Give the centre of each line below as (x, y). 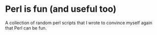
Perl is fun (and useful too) (61, 9)
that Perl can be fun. (26, 28)
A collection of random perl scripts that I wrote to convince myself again (79, 23)
